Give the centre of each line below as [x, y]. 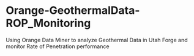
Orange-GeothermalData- [73, 11]
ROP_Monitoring [48, 23]
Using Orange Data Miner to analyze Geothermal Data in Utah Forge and [97, 40]
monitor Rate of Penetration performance [58, 46]
